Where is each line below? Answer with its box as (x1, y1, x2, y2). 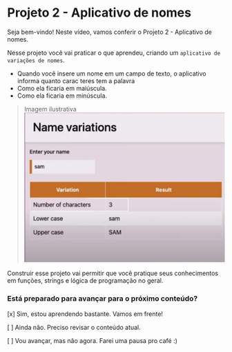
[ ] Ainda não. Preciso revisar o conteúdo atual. (7, 323, 142, 331)
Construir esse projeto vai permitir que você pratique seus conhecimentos (7, 269, 219, 278)
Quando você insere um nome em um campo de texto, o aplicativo (17, 69, 206, 78)
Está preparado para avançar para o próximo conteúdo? (7, 294, 198, 303)
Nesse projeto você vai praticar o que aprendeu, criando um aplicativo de (7, 49, 221, 57)
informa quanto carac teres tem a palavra (17, 76, 135, 85)
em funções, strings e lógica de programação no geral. (7, 276, 164, 285)
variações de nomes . (7, 55, 65, 64)
